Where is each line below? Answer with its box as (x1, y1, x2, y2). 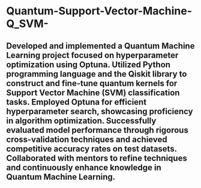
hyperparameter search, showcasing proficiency (6, 106, 193, 116)
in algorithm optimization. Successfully (6, 116, 157, 126)
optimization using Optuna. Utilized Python (6, 59, 171, 69)
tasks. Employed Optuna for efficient (6, 97, 147, 107)
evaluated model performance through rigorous (6, 125, 189, 135)
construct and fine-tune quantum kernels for (6, 78, 178, 88)
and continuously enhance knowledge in (6, 162, 161, 172)
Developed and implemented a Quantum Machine (6, 41, 195, 51)
